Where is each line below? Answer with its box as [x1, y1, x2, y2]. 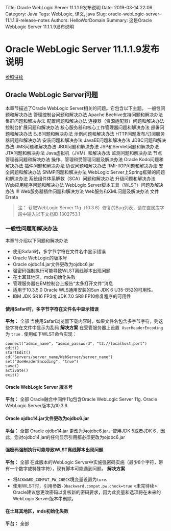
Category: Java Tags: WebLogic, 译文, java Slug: [5, 11, 107, 17]
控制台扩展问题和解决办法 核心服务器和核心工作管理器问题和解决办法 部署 [5, 124, 160, 130]
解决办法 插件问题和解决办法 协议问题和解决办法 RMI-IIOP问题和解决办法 [5, 163, 158, 169]
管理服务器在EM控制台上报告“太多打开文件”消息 [12, 280, 113, 286]
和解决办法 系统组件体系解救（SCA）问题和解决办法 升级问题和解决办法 [5, 175, 156, 182]
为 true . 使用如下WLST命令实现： [5, 331, 78, 337]
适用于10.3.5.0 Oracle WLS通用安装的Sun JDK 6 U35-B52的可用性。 [12, 287, 156, 293]
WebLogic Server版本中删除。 [12, 495, 77, 501]
